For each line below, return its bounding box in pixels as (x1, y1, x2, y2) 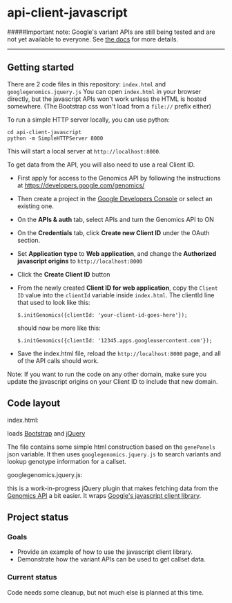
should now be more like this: (17, 324, 101, 332)
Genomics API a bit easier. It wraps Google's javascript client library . (7, 491, 202, 499)
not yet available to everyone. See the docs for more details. (7, 35, 178, 43)
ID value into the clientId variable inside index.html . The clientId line (17, 290, 215, 299)
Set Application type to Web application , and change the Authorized (17, 249, 217, 257)
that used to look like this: (17, 298, 90, 306)
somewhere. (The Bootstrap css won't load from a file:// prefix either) (7, 102, 212, 110)
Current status (7, 573, 57, 582)
